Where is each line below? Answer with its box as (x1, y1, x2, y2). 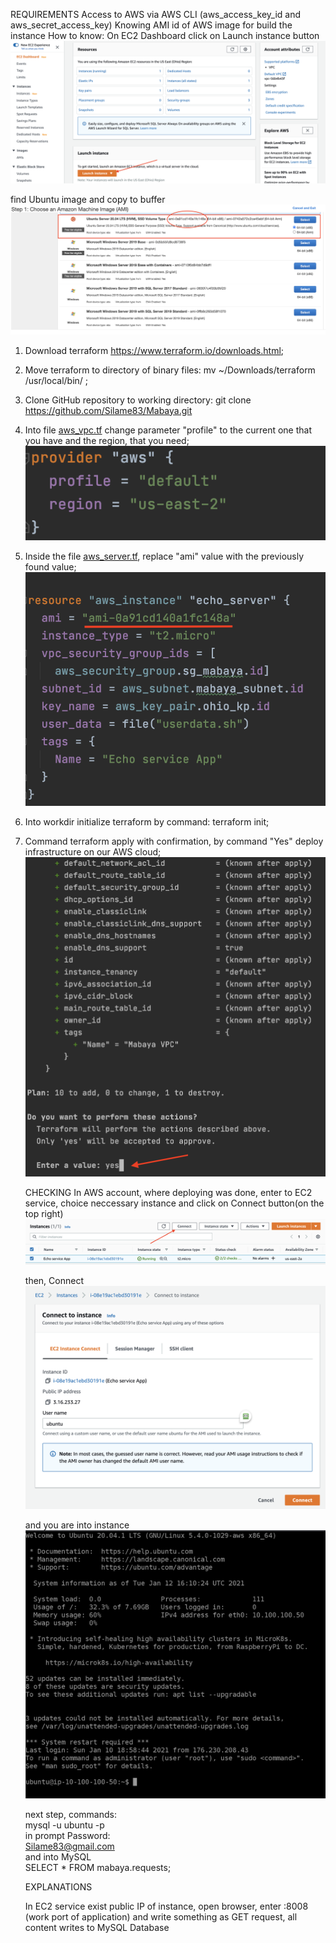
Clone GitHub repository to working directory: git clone (24, 394, 252, 406)
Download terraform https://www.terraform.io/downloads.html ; (24, 344, 285, 356)
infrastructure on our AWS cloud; (24, 846, 162, 858)
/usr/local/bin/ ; (24, 374, 89, 386)
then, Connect (24, 1275, 84, 1287)
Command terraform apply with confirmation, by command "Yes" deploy (24, 835, 324, 848)
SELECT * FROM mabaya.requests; (24, 1862, 172, 1874)
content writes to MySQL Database (24, 1922, 170, 1934)
